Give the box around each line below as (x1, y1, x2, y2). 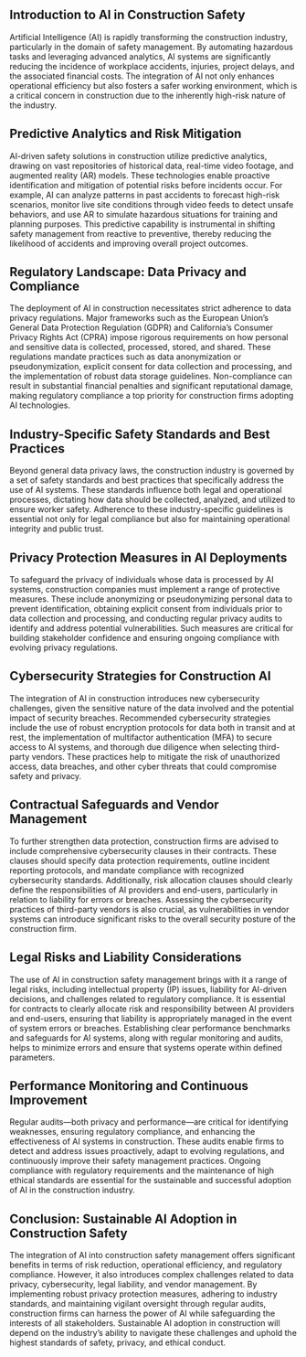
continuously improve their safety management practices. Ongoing (9, 1156, 261, 1167)
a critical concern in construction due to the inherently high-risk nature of (9, 90, 286, 101)
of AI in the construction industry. (9, 1184, 135, 1196)
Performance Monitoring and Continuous (9, 1078, 249, 1094)
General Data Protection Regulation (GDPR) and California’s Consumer (9, 322, 274, 333)
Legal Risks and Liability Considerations (9, 950, 242, 966)
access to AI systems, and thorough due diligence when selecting (9, 741, 258, 753)
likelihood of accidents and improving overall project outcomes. (9, 238, 248, 249)
